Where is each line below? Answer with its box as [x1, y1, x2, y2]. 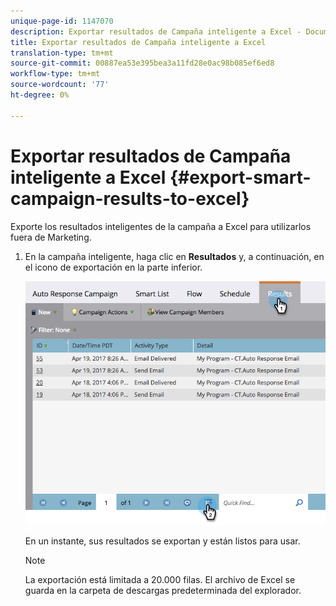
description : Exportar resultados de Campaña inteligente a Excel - [10, 26, 302, 37]
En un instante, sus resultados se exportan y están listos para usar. [24, 535, 301, 547]
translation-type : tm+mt [10, 48, 114, 58]
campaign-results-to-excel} [10, 187, 250, 210]
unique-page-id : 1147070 [10, 16, 114, 26]
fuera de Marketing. [10, 231, 92, 243]
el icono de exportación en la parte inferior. [24, 261, 203, 273]
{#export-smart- [169, 166, 312, 189]
